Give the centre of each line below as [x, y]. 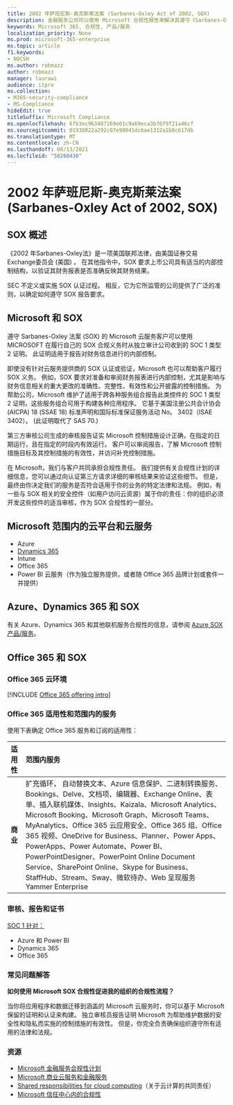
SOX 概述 [27, 235]
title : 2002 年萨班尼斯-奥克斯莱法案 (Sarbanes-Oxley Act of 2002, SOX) [109, 14]
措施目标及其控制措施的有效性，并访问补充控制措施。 [83, 452]
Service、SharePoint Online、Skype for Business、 [109, 867]
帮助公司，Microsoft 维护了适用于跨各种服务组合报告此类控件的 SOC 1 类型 [114, 395]
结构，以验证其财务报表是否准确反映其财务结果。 [83, 270]
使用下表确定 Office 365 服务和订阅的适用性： [73, 731]
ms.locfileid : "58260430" [44, 156]
